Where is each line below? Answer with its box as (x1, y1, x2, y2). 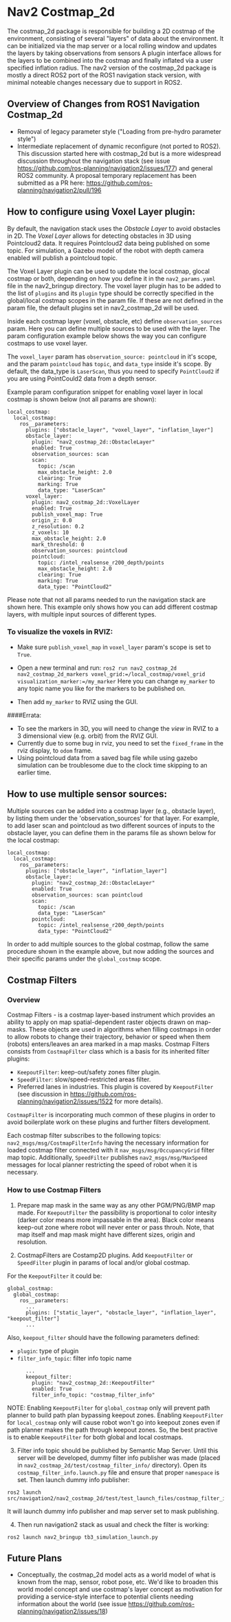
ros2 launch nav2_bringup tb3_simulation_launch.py (7, 1534, 158, 1541)
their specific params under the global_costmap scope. (7, 954, 162, 963)
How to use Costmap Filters (7, 1185, 102, 1195)
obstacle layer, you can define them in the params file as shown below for (7, 828, 217, 837)
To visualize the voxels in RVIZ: (7, 627, 113, 637)
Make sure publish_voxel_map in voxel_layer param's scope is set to (16, 643, 212, 651)
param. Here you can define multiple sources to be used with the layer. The (7, 324, 221, 332)
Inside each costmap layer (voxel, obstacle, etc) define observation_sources (7, 317, 223, 325)
